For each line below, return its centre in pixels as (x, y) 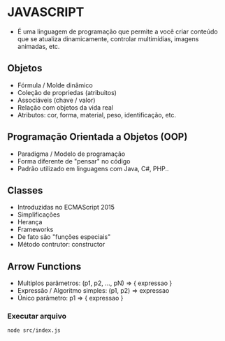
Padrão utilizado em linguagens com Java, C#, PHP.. (93, 168)
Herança (30, 222)
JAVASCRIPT (46, 12)
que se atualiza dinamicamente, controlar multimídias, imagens (108, 38)
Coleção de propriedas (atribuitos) (67, 92)
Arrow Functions (44, 266)
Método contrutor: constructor (61, 245)
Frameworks (35, 230)
